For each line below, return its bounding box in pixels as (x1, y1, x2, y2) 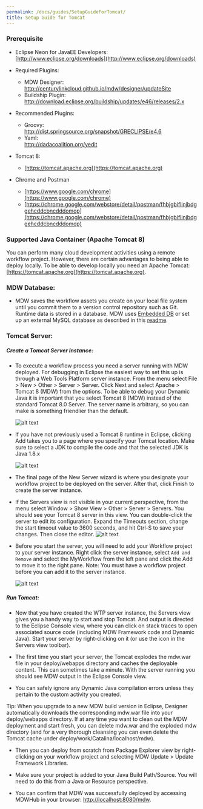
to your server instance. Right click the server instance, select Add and (15, 549, 190, 556)
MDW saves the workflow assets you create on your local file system (15, 297, 188, 304)
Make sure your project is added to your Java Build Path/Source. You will (15, 771, 197, 779)
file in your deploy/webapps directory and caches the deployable (15, 660, 178, 667)
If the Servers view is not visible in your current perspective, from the (15, 499, 188, 506)
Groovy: (24, 121, 44, 128)
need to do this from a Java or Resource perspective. (15, 778, 148, 785)
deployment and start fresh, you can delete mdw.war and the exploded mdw (6, 722, 197, 729)
